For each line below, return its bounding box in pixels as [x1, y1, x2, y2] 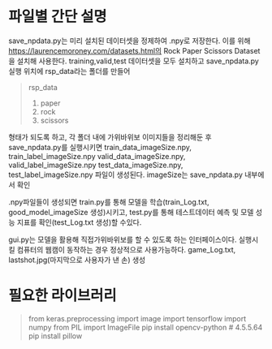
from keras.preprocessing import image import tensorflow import [28, 313, 247, 323]
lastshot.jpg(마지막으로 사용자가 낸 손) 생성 [8, 255, 146, 265]
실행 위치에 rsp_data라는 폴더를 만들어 [8, 66, 131, 75]
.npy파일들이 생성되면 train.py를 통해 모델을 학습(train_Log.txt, [8, 196, 209, 207]
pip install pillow [28, 330, 83, 341]
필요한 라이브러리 [8, 287, 117, 305]
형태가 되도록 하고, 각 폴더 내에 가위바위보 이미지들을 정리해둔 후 [8, 131, 213, 142]
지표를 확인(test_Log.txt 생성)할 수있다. [16, 217, 142, 227]
